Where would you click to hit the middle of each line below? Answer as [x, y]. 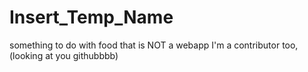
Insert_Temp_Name [91, 17]
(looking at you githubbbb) [64, 55]
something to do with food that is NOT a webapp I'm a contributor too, [154, 45]
